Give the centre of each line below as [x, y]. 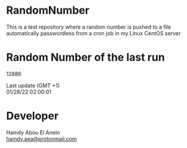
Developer [32, 116]
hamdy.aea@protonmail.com [42, 138]
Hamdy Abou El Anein [33, 132]
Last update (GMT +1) [33, 85]
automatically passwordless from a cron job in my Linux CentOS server [93, 33]
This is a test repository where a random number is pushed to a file [89, 27]
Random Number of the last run [86, 58]
